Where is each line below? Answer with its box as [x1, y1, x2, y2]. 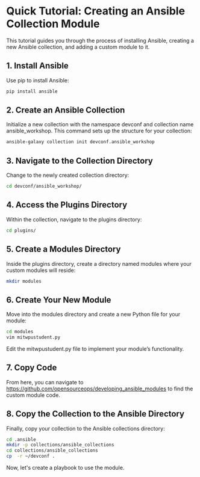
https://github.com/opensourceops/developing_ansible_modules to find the [6, 385, 193, 392]
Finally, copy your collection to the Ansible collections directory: [6, 425, 165, 432]
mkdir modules [6, 278, 42, 284]
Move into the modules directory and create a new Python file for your [6, 311, 181, 318]
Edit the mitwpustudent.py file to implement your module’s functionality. [6, 345, 184, 352]
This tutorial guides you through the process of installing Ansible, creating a [6, 37, 195, 44]
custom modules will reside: [6, 266, 76, 274]
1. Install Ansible [6, 61, 69, 71]
